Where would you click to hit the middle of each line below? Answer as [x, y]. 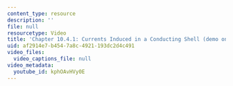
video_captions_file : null [52, 59]
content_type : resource [42, 14]
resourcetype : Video [37, 33]
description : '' [31, 20]
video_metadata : [31, 65]
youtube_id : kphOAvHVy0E [49, 71]
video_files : [26, 53]
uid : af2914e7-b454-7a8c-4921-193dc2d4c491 [71, 46]
